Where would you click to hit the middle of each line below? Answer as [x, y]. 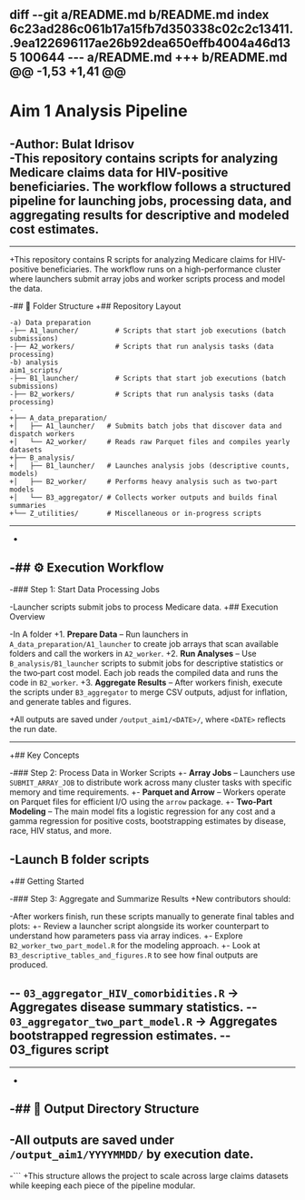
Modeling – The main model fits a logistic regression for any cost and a [143, 811]
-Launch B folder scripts [79, 859]
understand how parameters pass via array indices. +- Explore [126, 936]
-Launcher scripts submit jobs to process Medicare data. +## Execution [144, 607]
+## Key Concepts [44, 755]
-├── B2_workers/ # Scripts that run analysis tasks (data [142, 394]
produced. [29, 965]
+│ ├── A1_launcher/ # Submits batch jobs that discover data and [146, 426]
